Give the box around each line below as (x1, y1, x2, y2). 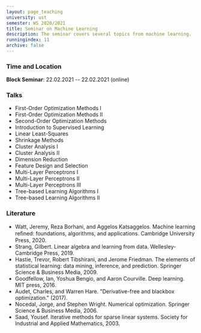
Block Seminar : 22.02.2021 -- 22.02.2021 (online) (6, 76, 130, 83)
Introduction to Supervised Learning (14, 124, 104, 131)
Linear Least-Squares (14, 130, 69, 137)
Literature (6, 209, 36, 217)
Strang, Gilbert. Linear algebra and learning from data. (14, 243, 149, 250)
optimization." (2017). (14, 294, 68, 301)
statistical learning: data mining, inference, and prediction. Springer (14, 262, 182, 269)
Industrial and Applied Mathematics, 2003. (14, 320, 121, 327)
